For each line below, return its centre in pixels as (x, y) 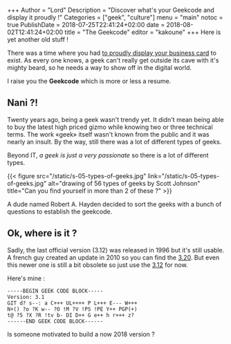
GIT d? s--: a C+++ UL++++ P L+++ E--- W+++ (72, 303)
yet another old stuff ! (38, 40)
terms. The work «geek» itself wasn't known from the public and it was (108, 134)
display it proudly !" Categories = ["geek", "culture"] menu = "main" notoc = (115, 17)
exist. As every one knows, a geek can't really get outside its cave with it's (113, 60)
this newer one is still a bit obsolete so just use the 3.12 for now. (98, 265)
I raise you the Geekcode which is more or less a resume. (89, 81)
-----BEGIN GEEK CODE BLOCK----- (55, 291)
